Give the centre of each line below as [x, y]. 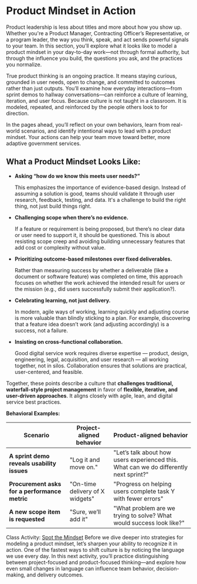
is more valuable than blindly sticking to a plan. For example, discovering [102, 318]
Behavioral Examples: [33, 413]
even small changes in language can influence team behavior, [81, 568]
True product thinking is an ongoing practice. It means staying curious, [91, 76]
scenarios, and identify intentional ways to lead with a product [96, 131]
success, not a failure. [41, 330]
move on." [84, 467]
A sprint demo [29, 456]
